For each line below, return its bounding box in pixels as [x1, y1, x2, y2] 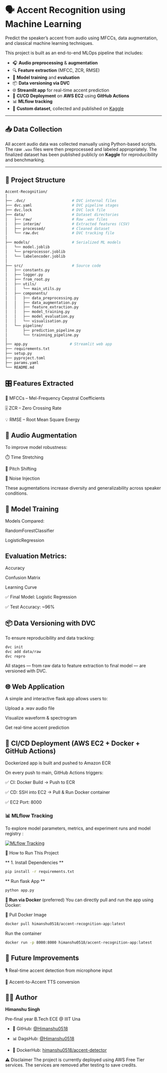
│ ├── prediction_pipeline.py [5, 327, 81, 333]
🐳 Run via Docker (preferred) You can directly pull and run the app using [5, 897, 154, 903]
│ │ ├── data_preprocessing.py [5, 295, 79, 301]
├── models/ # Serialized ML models [5, 240, 121, 245]
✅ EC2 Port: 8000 [5, 799, 42, 805]
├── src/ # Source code [5, 263, 101, 268]
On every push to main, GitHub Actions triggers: [5, 770, 103, 775]
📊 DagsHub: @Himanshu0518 [12, 1036, 75, 1042]
